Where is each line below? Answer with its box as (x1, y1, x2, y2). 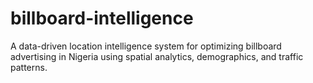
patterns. (10, 61, 48, 73)
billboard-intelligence (10, 7, 194, 30)
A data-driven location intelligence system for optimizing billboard (10, 40, 282, 52)
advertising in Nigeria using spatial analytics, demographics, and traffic (10, 50, 304, 62)
